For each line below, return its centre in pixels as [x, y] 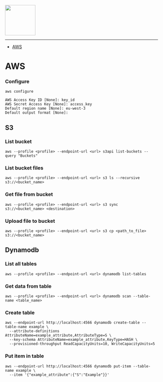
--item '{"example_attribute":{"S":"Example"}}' [59, 375]
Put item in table [25, 356]
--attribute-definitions [34, 331]
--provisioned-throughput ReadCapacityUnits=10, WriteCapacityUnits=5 [82, 344]
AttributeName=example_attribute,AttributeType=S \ [58, 335]
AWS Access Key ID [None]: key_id [40, 100]
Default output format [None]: [37, 113]
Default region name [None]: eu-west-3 [45, 109]
